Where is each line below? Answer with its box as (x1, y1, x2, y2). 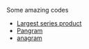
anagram (16, 34, 42, 42)
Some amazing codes (6, 6, 69, 14)
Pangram (16, 27, 43, 35)
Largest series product (16, 19, 82, 27)
